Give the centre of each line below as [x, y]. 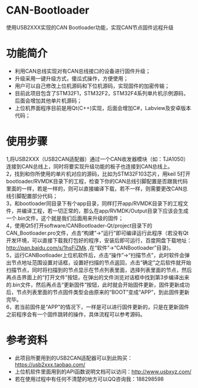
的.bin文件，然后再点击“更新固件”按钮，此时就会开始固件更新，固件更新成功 [98, 284]
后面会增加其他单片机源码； [48, 101]
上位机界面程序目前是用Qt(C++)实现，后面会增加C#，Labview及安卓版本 [103, 108]
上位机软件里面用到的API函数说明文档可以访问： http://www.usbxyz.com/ [103, 371]
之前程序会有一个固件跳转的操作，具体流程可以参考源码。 [76, 314]
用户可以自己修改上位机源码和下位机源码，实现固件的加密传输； [92, 86]
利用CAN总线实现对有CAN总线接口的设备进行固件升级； [83, 71]
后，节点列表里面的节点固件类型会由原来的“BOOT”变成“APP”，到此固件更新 [98, 292]
